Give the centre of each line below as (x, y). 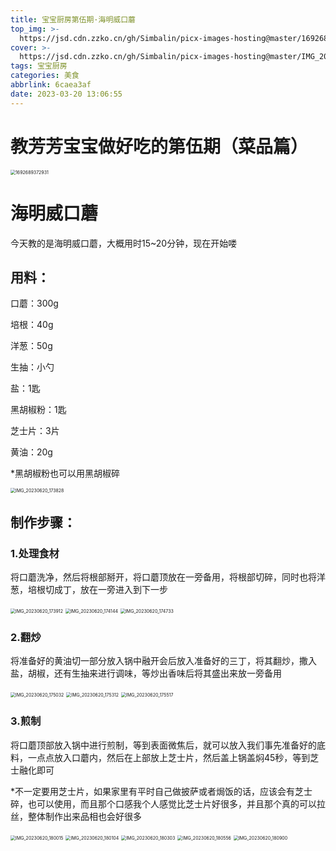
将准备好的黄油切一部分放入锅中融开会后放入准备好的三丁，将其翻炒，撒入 (163, 661)
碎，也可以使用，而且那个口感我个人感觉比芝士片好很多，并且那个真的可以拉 (168, 803)
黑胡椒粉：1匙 (38, 410)
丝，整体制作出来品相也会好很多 (76, 816)
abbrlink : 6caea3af (51, 85)
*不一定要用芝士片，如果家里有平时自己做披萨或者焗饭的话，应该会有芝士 (161, 791)
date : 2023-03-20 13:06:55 (66, 94)
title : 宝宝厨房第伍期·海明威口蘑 (73, 19)
